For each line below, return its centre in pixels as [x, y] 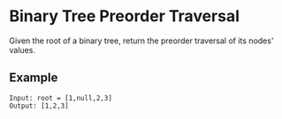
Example [34, 78]
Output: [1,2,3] [39, 106]
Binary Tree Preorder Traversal [125, 16]
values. [22, 49]
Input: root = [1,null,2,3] [61, 98]
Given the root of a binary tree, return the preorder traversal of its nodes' [141, 41]
